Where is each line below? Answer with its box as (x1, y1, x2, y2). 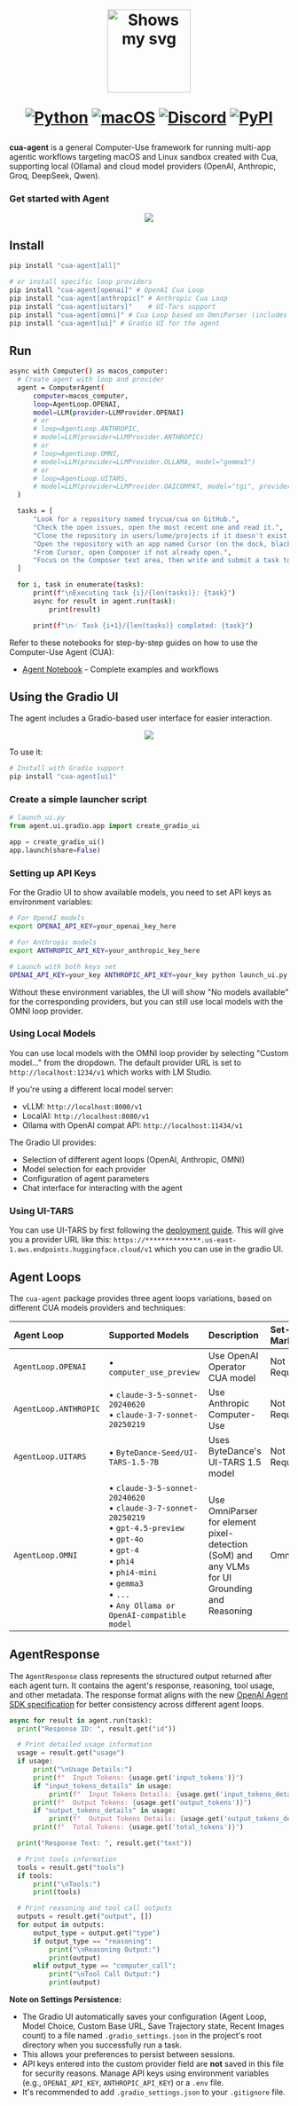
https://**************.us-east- (114, 1236, 237, 1245)
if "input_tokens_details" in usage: (32, 1781, 173, 1790)
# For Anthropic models (9, 938, 98, 947)
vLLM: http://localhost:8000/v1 (21, 1100, 143, 1111)
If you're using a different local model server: (9, 1084, 174, 1094)
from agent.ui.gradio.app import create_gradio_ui (9, 822, 200, 831)
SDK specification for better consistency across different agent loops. (9, 1699, 264, 1709)
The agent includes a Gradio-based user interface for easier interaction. (9, 713, 272, 723)
